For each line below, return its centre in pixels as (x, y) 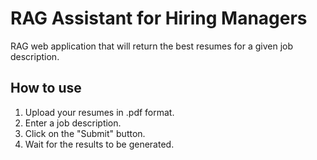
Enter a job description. (73, 123)
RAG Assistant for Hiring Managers (159, 18)
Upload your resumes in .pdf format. (99, 112)
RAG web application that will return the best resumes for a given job (152, 46)
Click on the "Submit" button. (85, 133)
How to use (46, 88)
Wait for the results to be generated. (99, 144)
